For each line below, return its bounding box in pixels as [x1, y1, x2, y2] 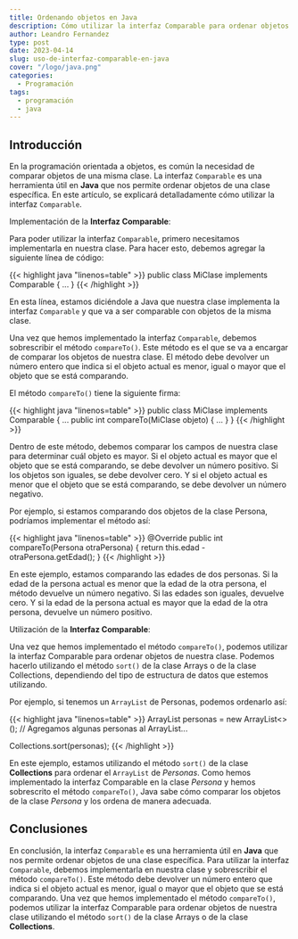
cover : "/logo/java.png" [9, 63, 102, 72]
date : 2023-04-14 [9, 46, 74, 55]
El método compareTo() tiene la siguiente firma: [9, 388, 181, 399]
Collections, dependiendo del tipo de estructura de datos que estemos [9, 670, 269, 680]
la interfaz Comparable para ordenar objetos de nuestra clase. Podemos [9, 651, 275, 662]
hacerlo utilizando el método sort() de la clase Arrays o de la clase [9, 661, 257, 671]
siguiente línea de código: [9, 252, 104, 263]
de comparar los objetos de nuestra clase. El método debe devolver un [9, 351, 269, 362]
